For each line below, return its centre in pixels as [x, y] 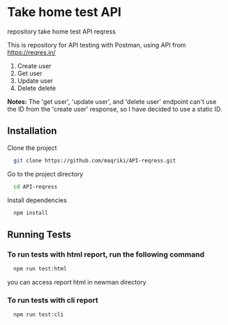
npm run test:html [40, 269]
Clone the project [32, 148]
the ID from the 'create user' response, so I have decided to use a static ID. [115, 109]
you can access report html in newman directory [77, 282]
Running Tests [39, 234]
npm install [31, 213]
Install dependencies [37, 200]
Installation [32, 131]
